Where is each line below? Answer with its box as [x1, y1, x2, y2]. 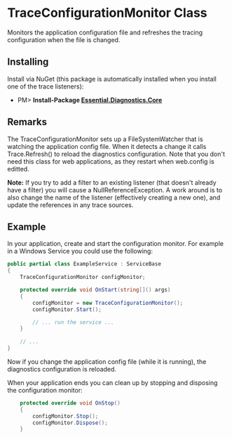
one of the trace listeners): [7, 82, 84, 91]
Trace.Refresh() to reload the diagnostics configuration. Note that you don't [7, 150, 226, 158]
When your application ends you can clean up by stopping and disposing [7, 378, 218, 387]
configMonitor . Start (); [32, 306, 102, 313]
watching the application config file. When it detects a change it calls [7, 142, 207, 150]
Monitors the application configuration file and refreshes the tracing [7, 28, 203, 37]
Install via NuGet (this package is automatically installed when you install [7, 74, 217, 83]
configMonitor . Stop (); [32, 412, 99, 419]
